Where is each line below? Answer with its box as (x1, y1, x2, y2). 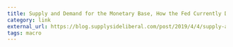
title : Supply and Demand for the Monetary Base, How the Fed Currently (7, 10, 222, 17)
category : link (7, 17, 51, 23)
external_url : (7, 23, 49, 30)
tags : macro (7, 29, 42, 37)
